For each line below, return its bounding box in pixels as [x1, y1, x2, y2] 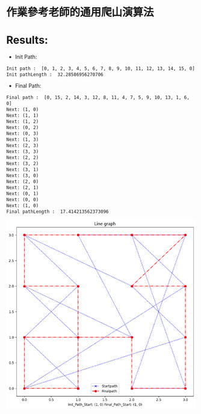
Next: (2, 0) [6, 178, 39, 185]
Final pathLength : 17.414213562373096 [6, 209, 110, 215]
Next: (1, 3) [6, 136, 39, 143]
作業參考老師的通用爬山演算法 [6, 5, 155, 19]
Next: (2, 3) [6, 142, 39, 149]
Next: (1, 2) [6, 118, 39, 125]
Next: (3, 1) [6, 166, 39, 173]
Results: [6, 34, 48, 47]
